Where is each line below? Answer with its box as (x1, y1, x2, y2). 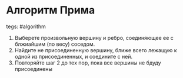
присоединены (14, 65, 53, 72)
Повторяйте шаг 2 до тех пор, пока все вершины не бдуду (14, 59, 161, 66)
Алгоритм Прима (6, 4, 95, 17)
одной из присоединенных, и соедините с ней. (14, 53, 133, 60)
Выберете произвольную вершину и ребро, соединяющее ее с (14, 34, 174, 41)
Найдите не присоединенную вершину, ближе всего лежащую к (14, 46, 178, 53)
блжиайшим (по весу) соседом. (14, 40, 95, 48)
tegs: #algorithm (6, 23, 46, 30)
